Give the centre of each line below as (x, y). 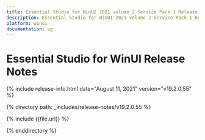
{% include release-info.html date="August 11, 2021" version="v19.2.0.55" (99, 89)
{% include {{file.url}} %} (38, 119)
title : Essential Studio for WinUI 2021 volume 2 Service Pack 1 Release (102, 12)
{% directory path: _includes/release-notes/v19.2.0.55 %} (79, 107)
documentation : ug (30, 29)
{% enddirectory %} (31, 131)
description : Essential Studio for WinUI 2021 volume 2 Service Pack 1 (99, 18)
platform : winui (27, 23)
